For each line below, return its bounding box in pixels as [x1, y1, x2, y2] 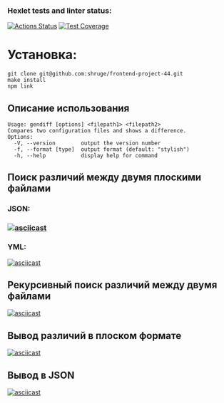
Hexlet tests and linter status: [7, 6, 112, 16]
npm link [7, 83, 34, 90]
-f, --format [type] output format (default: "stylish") [14, 146, 190, 153]
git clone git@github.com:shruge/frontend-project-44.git [7, 70, 183, 78]
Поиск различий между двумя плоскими [7, 172, 202, 184]
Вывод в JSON [7, 369, 75, 381]
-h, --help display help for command [14, 152, 158, 159]
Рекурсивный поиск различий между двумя [7, 278, 218, 291]
